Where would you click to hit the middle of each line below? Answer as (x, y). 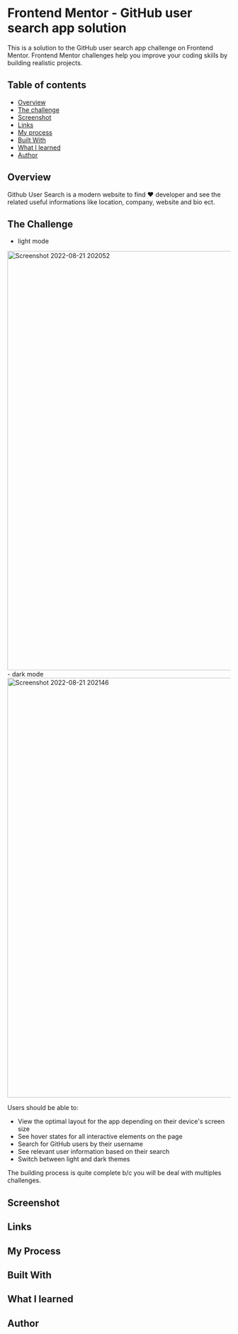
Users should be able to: (43, 1108)
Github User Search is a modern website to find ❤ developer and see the (114, 194)
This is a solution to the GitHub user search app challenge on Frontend (110, 48)
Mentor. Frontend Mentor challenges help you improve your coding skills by (118, 55)
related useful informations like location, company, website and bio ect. (111, 202)
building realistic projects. (45, 62)
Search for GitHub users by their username (80, 1144)
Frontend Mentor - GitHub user (100, 13)
